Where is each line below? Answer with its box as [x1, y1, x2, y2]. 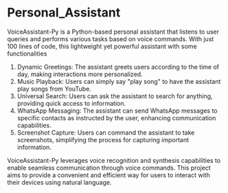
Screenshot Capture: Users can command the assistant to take [16, 128, 195, 137]
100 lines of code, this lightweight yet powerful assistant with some [7, 42, 197, 50]
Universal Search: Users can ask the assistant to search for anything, [16, 91, 213, 100]
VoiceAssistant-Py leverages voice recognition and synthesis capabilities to [7, 156, 221, 164]
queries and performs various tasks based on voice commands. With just [7, 34, 214, 43]
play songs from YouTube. [16, 84, 91, 93]
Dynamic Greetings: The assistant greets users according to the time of [16, 63, 220, 71]
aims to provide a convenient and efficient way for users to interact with [7, 170, 211, 179]
